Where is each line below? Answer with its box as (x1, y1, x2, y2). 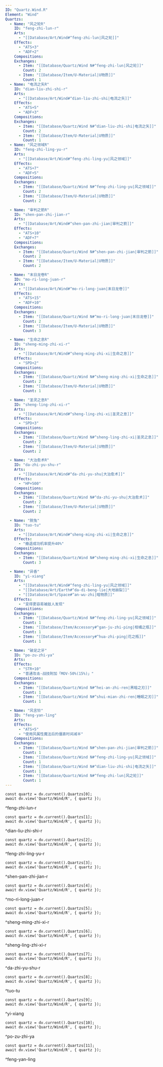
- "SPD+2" (18, 360, 39, 366)
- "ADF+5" (18, 170, 39, 175)
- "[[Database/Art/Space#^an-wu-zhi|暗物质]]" (18, 592, 115, 597)
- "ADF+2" (18, 49, 39, 54)
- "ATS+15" (18, 296, 41, 301)
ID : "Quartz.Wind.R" (5, 7, 48, 13)
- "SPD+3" (18, 421, 39, 426)
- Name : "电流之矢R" (9, 82, 49, 87)
